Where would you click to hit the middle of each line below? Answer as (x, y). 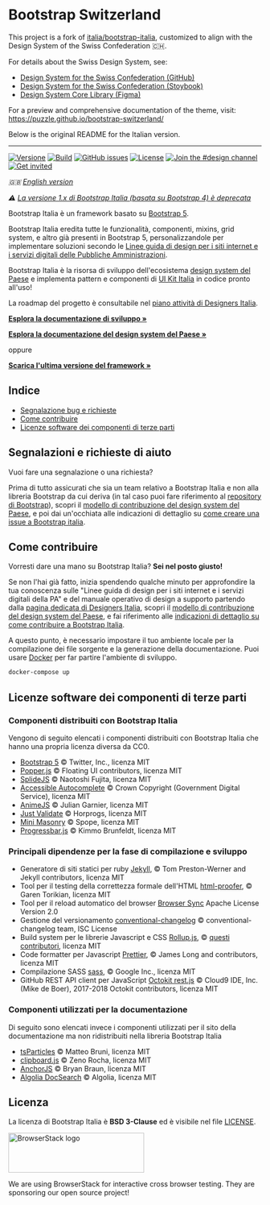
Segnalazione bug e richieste (68, 410)
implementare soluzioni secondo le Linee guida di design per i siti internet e (133, 246)
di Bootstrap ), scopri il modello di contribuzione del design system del (124, 504)
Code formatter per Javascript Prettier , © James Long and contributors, (139, 954)
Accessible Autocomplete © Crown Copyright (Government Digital (130, 788)
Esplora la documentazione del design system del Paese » (107, 334)
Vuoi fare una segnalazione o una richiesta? (81, 472)
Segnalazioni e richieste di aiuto (90, 453)
